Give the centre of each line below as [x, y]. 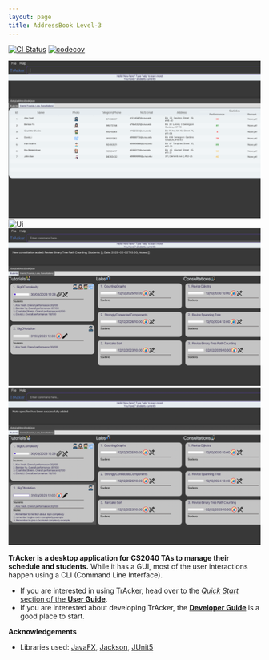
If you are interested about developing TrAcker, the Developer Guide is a [140, 607]
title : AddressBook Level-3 [55, 25]
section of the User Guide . [64, 599]
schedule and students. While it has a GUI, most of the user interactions [128, 566]
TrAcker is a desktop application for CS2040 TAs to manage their [119, 557]
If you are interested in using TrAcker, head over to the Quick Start [129, 590]
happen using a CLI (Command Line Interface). [85, 575]
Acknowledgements [43, 631]
